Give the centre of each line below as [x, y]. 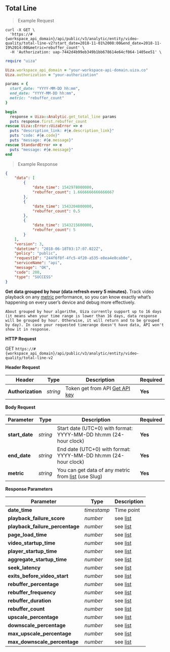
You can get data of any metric [94, 470]
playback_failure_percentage [44, 526]
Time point [127, 510]
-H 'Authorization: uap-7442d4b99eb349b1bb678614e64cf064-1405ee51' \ [86, 52]
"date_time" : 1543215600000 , [63, 225]
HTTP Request [21, 339]
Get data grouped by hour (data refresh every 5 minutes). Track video [80, 292]
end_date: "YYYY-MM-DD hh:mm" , [43, 93]
